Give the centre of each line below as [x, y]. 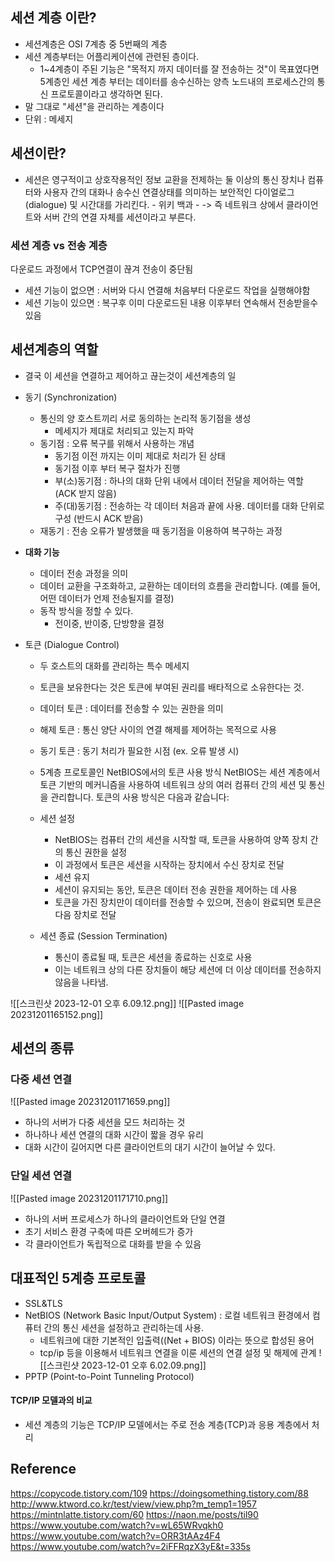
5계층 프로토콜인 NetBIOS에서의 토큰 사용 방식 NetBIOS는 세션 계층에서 [180, 772]
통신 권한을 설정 [96, 852]
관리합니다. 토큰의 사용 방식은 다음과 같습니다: [140, 797]
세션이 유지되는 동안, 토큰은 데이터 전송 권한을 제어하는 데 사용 [176, 889]
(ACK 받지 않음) [85, 493]
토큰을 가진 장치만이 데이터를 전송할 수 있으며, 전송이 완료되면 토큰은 [188, 902]
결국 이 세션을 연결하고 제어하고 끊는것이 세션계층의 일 [130, 375]
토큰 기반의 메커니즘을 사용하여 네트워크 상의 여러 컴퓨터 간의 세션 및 [173, 784]
